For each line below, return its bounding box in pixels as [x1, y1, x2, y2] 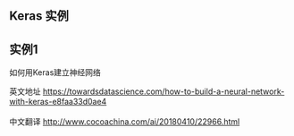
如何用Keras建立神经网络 [9, 67, 101, 78]
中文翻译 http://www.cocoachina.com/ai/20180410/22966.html [9, 116, 240, 127]
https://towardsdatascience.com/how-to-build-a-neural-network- [42, 86, 285, 97]
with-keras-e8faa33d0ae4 [9, 97, 107, 107]
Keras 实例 [9, 8, 69, 24]
